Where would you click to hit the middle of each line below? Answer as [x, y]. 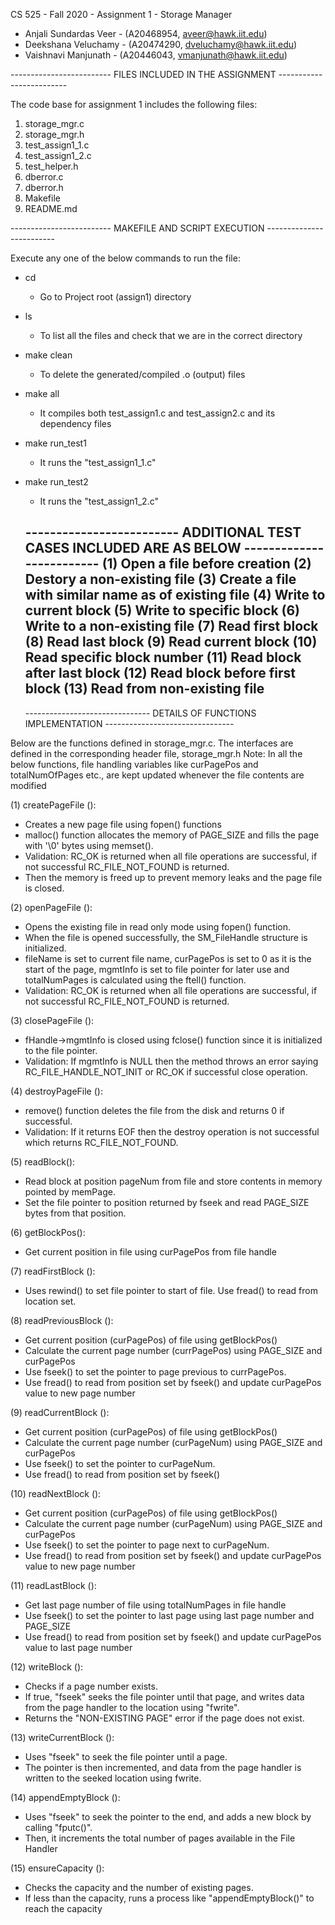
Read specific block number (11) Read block [163, 657]
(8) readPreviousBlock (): [62, 1320]
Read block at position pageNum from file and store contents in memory [173, 1181]
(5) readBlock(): [43, 1161]
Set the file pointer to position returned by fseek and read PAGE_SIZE [167, 1202]
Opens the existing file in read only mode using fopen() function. [158, 926]
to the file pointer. [61, 1050]
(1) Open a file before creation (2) [206, 564]
